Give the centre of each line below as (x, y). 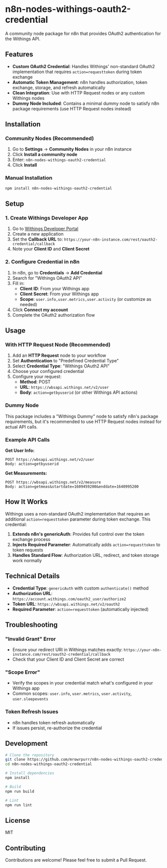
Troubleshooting (32, 625)
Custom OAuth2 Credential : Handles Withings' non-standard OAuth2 (83, 66)
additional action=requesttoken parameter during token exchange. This (78, 519)
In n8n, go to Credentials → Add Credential (57, 272)
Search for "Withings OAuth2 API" (47, 278)
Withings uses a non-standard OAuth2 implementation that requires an (78, 514)
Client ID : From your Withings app (54, 288)
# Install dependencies (30, 773)
